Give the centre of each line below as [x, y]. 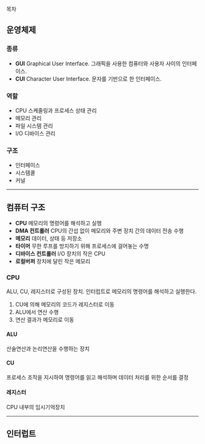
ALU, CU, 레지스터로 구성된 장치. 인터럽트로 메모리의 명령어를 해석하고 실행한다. [102, 291]
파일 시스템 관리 [34, 126]
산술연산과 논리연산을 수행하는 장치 [48, 348]
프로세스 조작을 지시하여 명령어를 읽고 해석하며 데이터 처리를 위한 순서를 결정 [98, 377]
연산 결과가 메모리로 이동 [45, 320]
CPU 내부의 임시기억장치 [36, 407]
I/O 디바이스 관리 [35, 133]
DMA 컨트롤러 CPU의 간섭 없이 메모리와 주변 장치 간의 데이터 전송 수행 [99, 231]
